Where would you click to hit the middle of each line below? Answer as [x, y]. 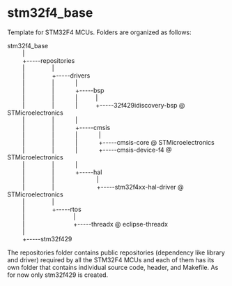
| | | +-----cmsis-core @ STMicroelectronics [118, 142]
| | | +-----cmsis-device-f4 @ [97, 150]
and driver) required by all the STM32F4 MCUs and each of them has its [111, 259]
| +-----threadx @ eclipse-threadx [95, 224]
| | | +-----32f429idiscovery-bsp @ [104, 105]
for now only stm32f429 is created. [58, 275]
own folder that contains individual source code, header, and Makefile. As [113, 267]
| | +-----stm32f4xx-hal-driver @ [103, 187]
